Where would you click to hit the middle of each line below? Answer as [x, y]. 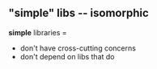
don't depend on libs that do [67, 56]
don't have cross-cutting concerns [78, 48]
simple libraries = [38, 32]
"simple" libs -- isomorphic [79, 13]
